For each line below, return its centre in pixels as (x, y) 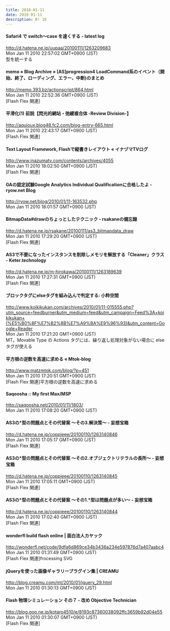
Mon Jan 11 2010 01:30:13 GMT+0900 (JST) (51, 588)
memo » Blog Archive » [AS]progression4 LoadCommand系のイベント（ (83, 72)
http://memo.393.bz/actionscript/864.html (50, 90)
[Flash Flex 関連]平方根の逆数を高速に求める (52, 382)
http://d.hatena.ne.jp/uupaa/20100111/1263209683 (58, 48)
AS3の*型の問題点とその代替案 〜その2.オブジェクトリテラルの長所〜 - (80, 458)
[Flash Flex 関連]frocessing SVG (39, 559)
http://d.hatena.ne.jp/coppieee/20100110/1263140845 (62, 476)
